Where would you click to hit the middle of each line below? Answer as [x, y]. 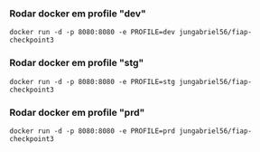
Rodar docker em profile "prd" [77, 112]
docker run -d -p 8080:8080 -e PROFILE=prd [93, 131]
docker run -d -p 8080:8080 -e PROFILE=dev [93, 33]
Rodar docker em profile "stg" [77, 63]
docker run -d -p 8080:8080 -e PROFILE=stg [93, 81]
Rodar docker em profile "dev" [78, 14]
